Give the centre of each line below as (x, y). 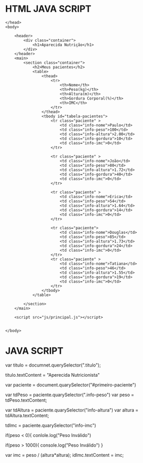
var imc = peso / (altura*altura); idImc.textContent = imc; (65, 455)
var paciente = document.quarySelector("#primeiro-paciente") (71, 385)
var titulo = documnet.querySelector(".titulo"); (53, 365)
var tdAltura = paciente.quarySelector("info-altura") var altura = (72, 410)
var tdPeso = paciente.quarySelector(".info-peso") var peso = (70, 395)
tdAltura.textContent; (27, 415)
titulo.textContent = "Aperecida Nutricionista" (52, 375)
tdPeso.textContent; (26, 400)
